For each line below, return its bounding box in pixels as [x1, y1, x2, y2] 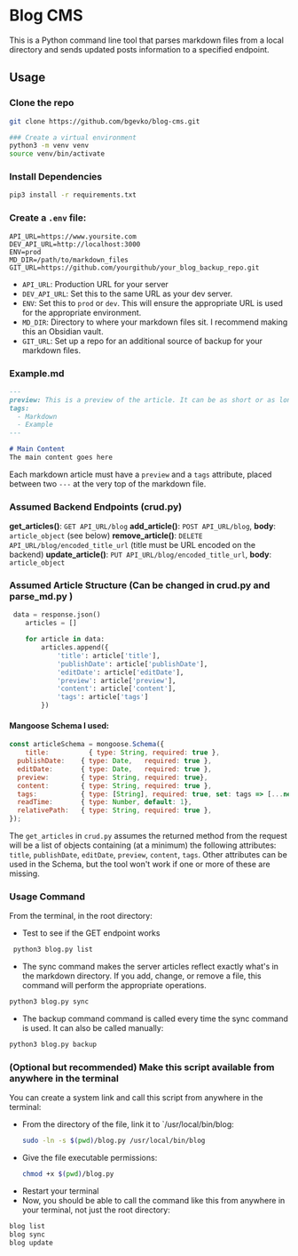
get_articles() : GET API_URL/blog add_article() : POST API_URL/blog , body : [9, 521, 277, 532]
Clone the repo [9, 97, 74, 109]
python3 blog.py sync [9, 997, 90, 1006]
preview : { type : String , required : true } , [17, 773, 208, 782]
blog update [9, 1238, 53, 1247]
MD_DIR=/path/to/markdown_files [9, 255, 129, 264]
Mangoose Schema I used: [9, 720, 109, 730]
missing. [9, 868, 40, 879]
